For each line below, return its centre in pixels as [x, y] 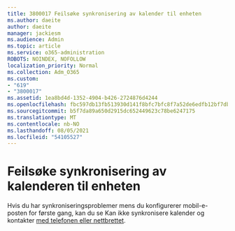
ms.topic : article [34, 46]
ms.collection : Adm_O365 [43, 72]
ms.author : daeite [34, 20]
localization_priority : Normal [53, 66]
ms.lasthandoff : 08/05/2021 [48, 131]
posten [17, 213]
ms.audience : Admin [36, 40]
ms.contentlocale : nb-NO [43, 124]
